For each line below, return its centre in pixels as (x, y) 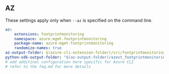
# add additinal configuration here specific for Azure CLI (70, 62)
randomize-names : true (38, 48)
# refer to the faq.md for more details (48, 66)
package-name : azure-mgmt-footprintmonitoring (64, 43)
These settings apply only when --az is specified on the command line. (79, 20)
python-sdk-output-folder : (33, 57)
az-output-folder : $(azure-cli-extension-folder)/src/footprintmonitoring (85, 53)
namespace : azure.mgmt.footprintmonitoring (61, 39)
